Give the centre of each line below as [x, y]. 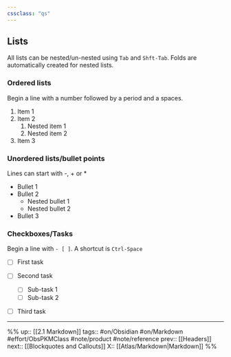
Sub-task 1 [43, 290]
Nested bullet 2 [49, 209]
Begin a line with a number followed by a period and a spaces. [95, 98]
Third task [31, 311]
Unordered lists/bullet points [56, 158]
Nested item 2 [47, 133]
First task [30, 262]
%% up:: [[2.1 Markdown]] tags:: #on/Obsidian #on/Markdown [95, 332]
